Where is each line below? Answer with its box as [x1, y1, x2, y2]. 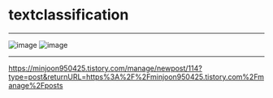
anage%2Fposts [8, 80, 63, 90]
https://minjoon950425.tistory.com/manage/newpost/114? [8, 63, 203, 73]
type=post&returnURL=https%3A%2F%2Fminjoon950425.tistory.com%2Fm [8, 71, 265, 82]
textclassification [8, 6, 129, 24]
